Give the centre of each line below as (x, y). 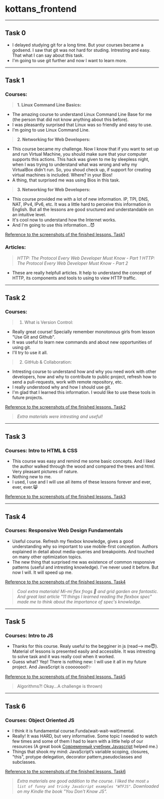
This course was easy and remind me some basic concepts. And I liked (83, 461)
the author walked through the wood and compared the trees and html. (83, 466)
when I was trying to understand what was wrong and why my (75, 164)
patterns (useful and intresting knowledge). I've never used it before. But (85, 567)
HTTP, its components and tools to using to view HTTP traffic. (74, 278)
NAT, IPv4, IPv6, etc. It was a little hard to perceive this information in (82, 205)
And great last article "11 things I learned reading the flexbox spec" (84, 596)
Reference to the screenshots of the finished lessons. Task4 (65, 582)
